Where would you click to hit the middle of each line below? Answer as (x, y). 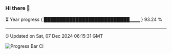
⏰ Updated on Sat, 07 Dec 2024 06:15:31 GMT (54, 36)
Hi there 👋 (18, 8)
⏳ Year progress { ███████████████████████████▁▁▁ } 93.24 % (84, 19)
